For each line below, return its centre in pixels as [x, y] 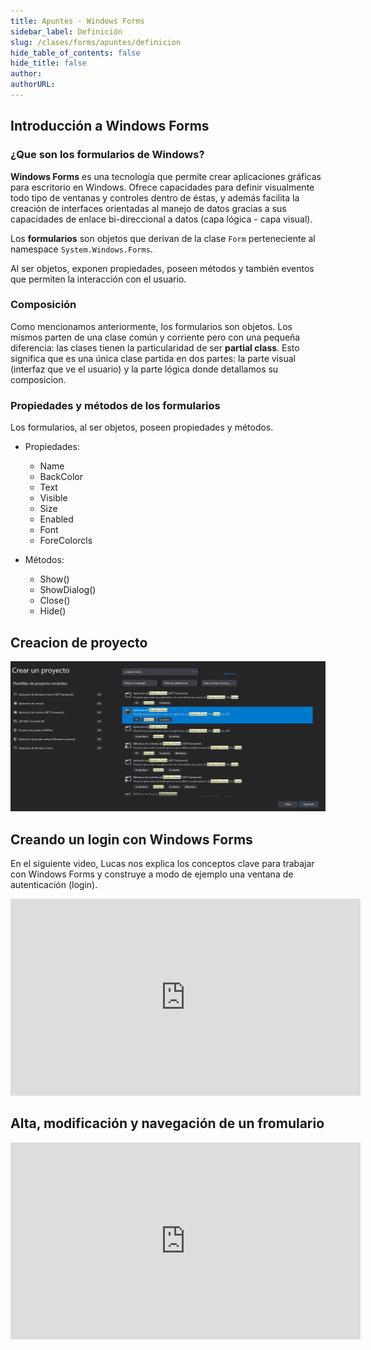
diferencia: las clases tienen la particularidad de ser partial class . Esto [155, 347]
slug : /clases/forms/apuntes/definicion [96, 42]
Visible [53, 498]
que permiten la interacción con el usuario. [98, 279]
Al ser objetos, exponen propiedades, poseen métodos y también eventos [162, 268]
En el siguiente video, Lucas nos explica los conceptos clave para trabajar [162, 863]
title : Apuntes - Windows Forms [77, 21]
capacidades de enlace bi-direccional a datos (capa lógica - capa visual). [161, 219]
